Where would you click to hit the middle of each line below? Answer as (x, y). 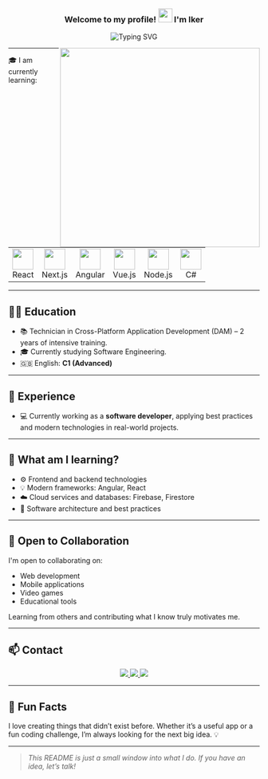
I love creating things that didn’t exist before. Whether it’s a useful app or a (131, 726)
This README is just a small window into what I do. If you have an (136, 758)
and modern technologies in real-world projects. (99, 427)
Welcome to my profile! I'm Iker (134, 19)
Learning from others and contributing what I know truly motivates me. (124, 616)
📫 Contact (36, 650)
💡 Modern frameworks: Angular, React (83, 487)
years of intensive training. (63, 343)
